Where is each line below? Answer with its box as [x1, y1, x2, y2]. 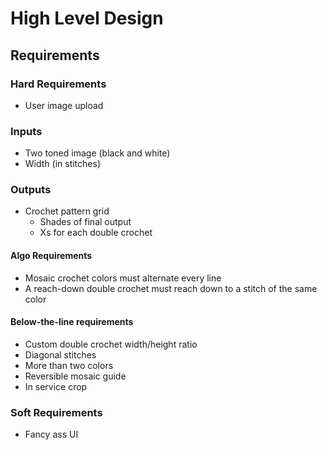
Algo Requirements [10, 250, 93, 262]
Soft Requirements [10, 405, 103, 419]
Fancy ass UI [24, 428, 79, 441]
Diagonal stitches [24, 348, 97, 361]
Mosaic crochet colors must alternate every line [24, 272, 222, 284]
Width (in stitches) [24, 158, 101, 170]
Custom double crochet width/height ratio [24, 338, 198, 350]
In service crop [24, 380, 88, 392]
